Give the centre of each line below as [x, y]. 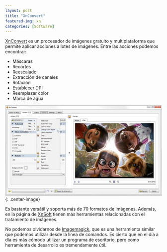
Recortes [22, 67]
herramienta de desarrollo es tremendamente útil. [56, 245]
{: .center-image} [23, 199]
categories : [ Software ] [30, 26]
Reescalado [24, 72]
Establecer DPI [28, 88]
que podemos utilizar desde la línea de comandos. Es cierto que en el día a [82, 234]
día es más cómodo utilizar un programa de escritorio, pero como [72, 240]
